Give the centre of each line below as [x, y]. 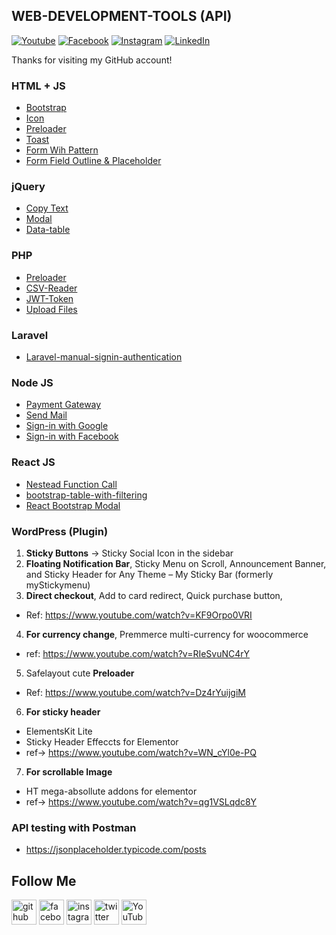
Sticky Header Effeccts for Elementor [102, 741]
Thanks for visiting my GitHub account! [92, 60]
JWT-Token [49, 298]
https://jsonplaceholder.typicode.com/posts [116, 850]
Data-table [48, 230]
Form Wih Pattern [62, 150]
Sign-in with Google [67, 426]
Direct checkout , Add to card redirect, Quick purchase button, [154, 595]
